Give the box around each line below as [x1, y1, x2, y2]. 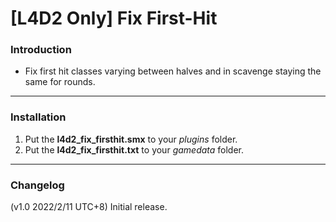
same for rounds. [24, 76, 96, 88]
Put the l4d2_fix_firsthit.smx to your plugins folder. [24, 133, 238, 145]
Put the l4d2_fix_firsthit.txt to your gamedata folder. [24, 143, 245, 156]
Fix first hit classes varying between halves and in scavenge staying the [24, 65, 322, 77]
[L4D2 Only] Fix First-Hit [10, 7, 218, 30]
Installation [10, 110, 67, 124]
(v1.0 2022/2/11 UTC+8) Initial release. [10, 201, 168, 213]
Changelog [10, 178, 65, 192]
